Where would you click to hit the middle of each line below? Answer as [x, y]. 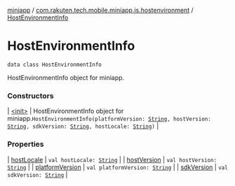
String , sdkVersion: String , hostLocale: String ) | [83, 126]
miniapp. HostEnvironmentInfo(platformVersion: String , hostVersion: [109, 119]
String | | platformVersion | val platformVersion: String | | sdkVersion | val [117, 167]
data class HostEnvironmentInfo [54, 65]
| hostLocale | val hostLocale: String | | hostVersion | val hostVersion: [112, 159]
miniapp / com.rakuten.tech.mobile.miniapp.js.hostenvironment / [101, 10]
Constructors [31, 95]
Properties [26, 145]
